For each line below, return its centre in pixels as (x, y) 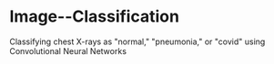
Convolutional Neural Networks (68, 50)
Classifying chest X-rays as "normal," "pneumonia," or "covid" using (137, 41)
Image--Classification (95, 17)
